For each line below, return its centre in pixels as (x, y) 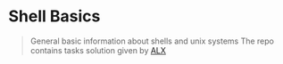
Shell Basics (54, 16)
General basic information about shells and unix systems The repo (152, 41)
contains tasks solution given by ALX (98, 50)
